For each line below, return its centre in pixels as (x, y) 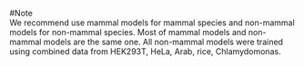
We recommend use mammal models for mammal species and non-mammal (152, 23)
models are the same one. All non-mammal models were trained (163, 42)
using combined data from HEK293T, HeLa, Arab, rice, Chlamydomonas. (145, 52)
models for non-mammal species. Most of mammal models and (128, 32)
